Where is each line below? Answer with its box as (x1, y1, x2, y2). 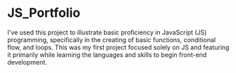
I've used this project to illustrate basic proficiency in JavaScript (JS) (7, 28, 207, 36)
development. (7, 58, 47, 66)
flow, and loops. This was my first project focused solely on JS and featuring (7, 43, 230, 51)
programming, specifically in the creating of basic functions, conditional (7, 35, 216, 44)
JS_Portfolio (7, 5, 81, 21)
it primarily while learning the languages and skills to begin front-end (7, 51, 207, 59)
